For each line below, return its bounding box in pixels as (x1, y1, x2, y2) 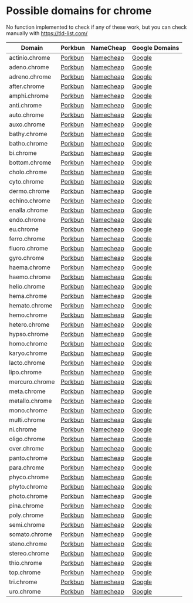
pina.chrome (9, 502, 44, 510)
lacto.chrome (9, 358, 46, 367)
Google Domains (131, 43, 180, 52)
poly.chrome (9, 511, 44, 519)
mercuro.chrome (9, 377, 55, 385)
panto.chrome (9, 453, 48, 462)
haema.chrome (9, 263, 51, 271)
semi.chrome (9, 520, 45, 529)
